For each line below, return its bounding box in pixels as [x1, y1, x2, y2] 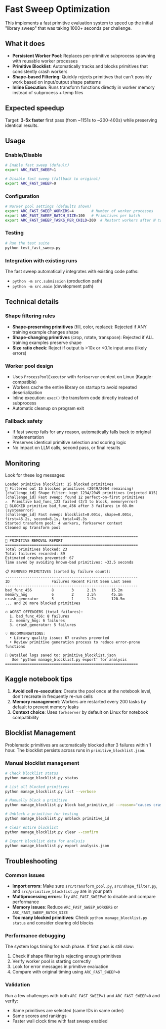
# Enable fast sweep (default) [5, 163, 70, 168]
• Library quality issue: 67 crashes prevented [9, 635, 110, 640]
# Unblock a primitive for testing [5, 811, 79, 816]
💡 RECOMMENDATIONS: [5, 631, 46, 636]
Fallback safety [5, 417, 43, 424]
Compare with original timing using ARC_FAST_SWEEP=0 [12, 969, 120, 975]
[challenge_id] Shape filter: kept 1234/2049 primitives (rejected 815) [5, 490, 158, 495]
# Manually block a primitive [5, 798, 68, 803]
